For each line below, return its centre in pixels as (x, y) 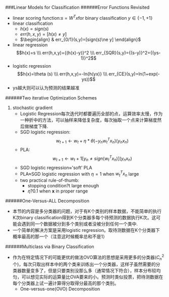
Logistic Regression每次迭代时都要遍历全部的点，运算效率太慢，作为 (91, 114)
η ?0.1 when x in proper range (58, 191)
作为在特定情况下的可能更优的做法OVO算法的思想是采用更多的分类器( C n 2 (88, 258)
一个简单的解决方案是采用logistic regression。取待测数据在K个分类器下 (86, 230)
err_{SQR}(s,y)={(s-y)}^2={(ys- (128, 53)
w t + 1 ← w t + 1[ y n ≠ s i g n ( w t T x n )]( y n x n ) (92, 159)
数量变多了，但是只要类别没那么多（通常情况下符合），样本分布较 (89, 271)
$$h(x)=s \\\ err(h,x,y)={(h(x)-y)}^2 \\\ (55, 53)
